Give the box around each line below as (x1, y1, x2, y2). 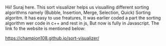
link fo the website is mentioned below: (5, 25, 86, 31)
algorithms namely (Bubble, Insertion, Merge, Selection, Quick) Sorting (5, 9, 151, 15)
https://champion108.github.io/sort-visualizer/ (5, 35, 99, 41)
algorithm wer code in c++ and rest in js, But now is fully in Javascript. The (5, 20, 159, 26)
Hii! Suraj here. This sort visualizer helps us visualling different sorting (5, 4, 149, 10)
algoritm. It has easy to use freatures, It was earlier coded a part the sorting (5, 15, 161, 20)
